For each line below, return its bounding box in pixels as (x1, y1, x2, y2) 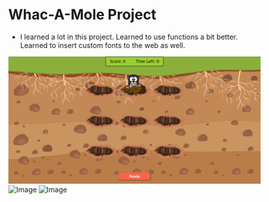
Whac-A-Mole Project (8, 6, 157, 24)
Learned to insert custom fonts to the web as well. (19, 40, 186, 50)
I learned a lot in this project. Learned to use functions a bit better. (19, 32, 239, 42)
